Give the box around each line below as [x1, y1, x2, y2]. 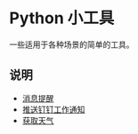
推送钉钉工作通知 [21, 104, 85, 114]
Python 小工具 [9, 8, 115, 28]
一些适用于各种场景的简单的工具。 [9, 39, 134, 50]
